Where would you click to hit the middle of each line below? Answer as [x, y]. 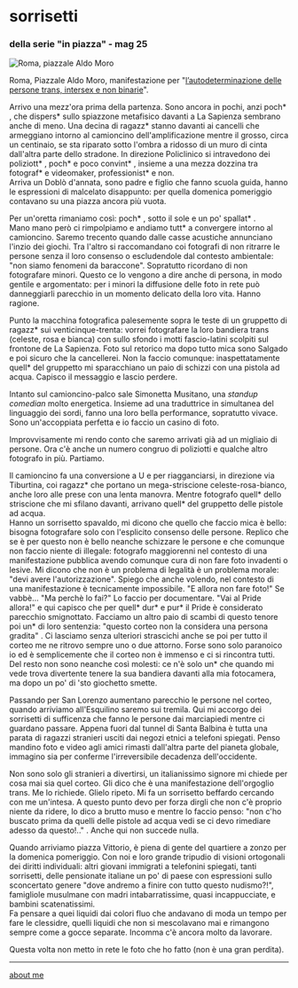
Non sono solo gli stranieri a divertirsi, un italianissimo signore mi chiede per [149, 774]
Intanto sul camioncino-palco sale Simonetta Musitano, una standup [134, 394]
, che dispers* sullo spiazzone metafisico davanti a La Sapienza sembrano [145, 116]
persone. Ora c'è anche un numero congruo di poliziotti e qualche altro [139, 449]
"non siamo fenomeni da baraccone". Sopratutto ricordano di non [129, 266]
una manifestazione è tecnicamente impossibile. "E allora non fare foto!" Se [147, 589]
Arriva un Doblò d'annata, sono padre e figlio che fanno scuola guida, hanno [149, 183]
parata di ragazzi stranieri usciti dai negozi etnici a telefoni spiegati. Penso [145, 738]
